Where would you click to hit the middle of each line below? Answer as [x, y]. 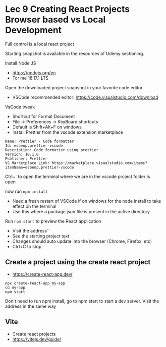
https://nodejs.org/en [34, 72]
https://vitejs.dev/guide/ [37, 339]
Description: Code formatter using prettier [52, 150]
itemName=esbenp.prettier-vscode [40, 167]
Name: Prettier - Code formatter [40, 141]
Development [33, 30]
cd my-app [15, 288]
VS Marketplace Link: [28, 163]
